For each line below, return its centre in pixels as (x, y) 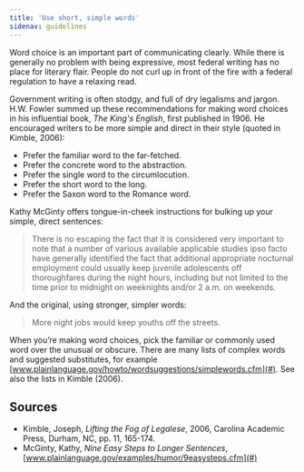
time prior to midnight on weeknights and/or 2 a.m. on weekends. (154, 286)
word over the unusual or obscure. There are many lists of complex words (147, 349)
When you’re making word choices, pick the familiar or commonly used (142, 340)
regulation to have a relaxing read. (74, 81)
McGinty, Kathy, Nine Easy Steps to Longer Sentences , (125, 448)
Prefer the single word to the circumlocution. (106, 175)
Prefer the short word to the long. (85, 184)
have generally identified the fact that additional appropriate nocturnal (162, 258)
